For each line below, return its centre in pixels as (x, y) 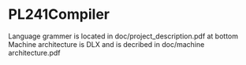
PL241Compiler (59, 14)
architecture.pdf (34, 52)
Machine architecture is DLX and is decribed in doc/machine (106, 44)
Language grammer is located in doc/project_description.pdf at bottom (123, 36)
